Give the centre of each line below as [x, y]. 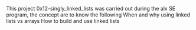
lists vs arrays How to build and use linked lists [63, 21]
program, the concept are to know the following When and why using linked [98, 15]
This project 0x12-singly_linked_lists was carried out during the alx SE [91, 9]
